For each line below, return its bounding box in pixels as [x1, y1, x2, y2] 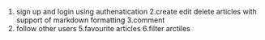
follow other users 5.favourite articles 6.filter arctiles [15, 24, 190, 33]
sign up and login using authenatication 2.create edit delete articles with [15, 7, 258, 16]
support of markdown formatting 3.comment [15, 15, 165, 25]
